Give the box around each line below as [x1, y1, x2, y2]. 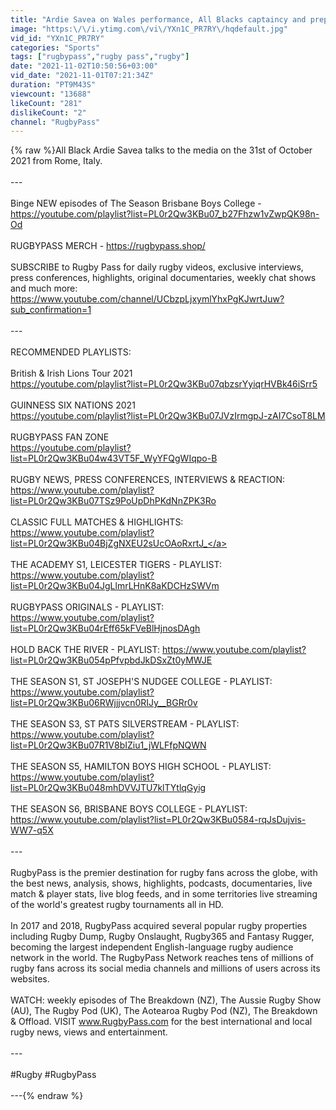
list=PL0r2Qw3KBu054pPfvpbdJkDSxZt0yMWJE [10, 654, 213, 666]
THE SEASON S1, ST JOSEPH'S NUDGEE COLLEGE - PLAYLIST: [10, 676, 273, 688]
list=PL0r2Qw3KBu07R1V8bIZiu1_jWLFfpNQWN [10, 739, 207, 751]
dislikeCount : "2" [10, 107, 87, 118]
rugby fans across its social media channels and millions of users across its [10, 962, 321, 975]
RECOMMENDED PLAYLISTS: [10, 346, 132, 358]
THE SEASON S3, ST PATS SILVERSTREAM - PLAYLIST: [10, 718, 240, 730]
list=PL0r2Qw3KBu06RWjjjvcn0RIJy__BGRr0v [10, 697, 198, 709]
